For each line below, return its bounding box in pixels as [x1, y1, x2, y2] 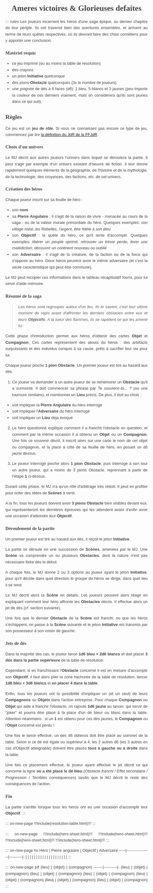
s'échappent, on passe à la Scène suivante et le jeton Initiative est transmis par [5, 622, 148, 627]
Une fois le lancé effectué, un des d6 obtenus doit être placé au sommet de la [5, 733, 148, 738]
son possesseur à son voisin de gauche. [5, 628, 76, 634]
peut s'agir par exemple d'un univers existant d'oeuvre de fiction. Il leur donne [5, 161, 148, 167]
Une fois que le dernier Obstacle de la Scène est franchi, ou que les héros [5, 615, 148, 621]
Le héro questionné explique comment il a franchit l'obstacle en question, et [12, 425, 148, 431]
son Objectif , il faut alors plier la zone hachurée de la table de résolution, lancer [5, 674, 148, 679]
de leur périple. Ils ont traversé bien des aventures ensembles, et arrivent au [5, 25, 148, 31]
